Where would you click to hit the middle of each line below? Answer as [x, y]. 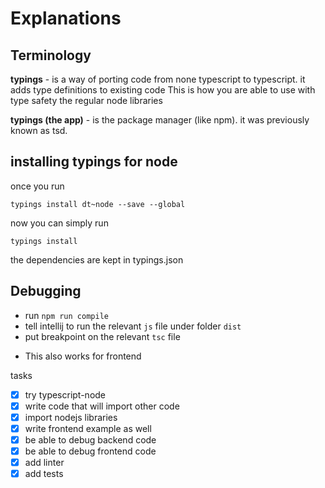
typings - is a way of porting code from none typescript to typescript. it [158, 79]
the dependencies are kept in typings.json [97, 259]
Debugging [46, 291]
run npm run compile [66, 315]
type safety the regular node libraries [86, 100]
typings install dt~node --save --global [98, 204]
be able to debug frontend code [90, 451]
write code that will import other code [102, 406]
